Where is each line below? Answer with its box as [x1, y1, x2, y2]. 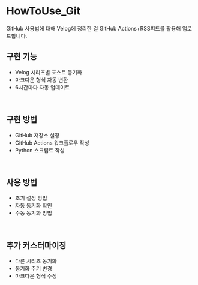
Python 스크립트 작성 [14, 146, 65, 154]
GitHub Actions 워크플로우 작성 [14, 139, 90, 146]
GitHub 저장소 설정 [14, 131, 60, 139]
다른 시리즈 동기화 [14, 257, 57, 265]
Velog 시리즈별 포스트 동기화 [14, 68, 82, 76]
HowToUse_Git [6, 4, 81, 18]
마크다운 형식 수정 [14, 272, 57, 280]
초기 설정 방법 [14, 194, 47, 202]
